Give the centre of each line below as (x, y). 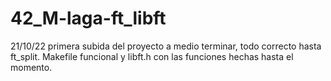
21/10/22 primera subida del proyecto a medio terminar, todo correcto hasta (166, 46)
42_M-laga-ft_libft (88, 18)
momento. (31, 67)
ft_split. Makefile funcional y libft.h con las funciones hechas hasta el (152, 56)
